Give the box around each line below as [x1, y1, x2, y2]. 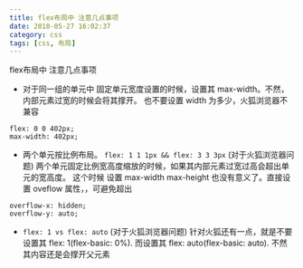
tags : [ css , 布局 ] [9, 38, 76, 48]
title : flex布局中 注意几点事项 [9, 13, 119, 23]
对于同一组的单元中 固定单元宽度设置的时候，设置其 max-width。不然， [22, 83, 289, 95]
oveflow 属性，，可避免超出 [33, 183, 133, 195]
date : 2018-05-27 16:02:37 [9, 22, 111, 31]
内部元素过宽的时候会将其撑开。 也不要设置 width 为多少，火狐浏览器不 [22, 95, 289, 106]
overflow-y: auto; [9, 209, 79, 218]
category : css [9, 30, 63, 39]
